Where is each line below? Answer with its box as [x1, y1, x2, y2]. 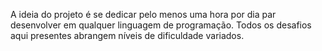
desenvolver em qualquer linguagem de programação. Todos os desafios [10, 19, 312, 31]
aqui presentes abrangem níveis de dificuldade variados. [10, 30, 245, 41]
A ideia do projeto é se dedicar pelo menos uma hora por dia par [10, 9, 277, 20]
